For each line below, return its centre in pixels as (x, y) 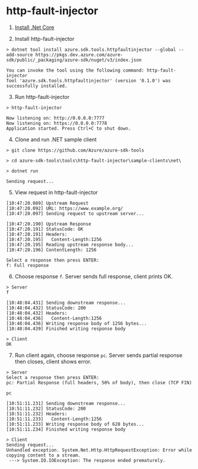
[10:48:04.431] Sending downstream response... (66, 303)
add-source (20, 54)
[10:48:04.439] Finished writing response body (66, 329)
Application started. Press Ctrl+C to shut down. (69, 129)
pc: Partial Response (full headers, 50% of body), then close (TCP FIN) (99, 383)
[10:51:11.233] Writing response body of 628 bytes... (75, 424)
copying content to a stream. (44, 455)
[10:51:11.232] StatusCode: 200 (46, 409)
